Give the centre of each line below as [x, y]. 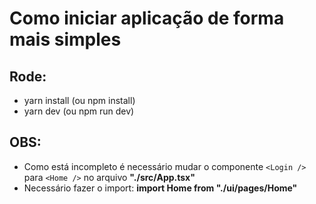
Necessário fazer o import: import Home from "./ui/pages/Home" [160, 188]
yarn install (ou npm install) [79, 100]
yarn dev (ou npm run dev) [79, 111]
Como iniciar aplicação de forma [147, 18]
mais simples [65, 39]
